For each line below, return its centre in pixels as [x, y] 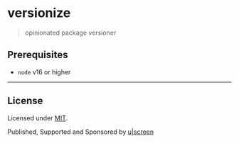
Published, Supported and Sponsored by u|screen [81, 132]
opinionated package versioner [70, 33]
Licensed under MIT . [38, 118]
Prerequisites [38, 55]
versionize [39, 13]
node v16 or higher [44, 71]
